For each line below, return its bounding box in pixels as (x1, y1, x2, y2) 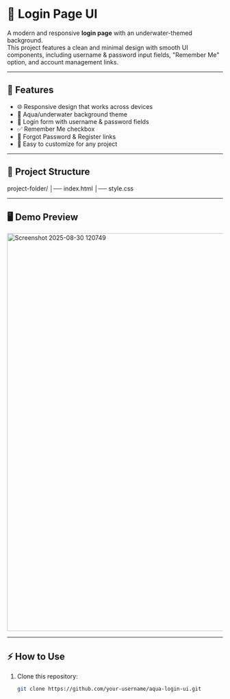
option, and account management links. (7, 58, 118, 66)
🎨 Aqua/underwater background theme (16, 110, 128, 119)
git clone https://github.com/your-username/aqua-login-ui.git (16, 685, 202, 693)
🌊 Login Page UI (7, 6, 98, 22)
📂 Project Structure (7, 166, 90, 177)
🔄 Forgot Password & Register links (16, 132, 116, 140)
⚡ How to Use (7, 650, 65, 662)
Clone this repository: (16, 672, 78, 680)
